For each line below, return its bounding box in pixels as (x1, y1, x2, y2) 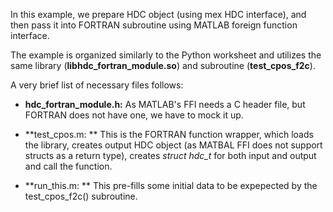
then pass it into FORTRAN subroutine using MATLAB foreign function (10, 19, 298, 31)
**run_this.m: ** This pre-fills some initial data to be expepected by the (24, 180, 318, 191)
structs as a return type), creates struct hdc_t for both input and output (24, 150, 317, 161)
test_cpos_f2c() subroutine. (24, 190, 138, 202)
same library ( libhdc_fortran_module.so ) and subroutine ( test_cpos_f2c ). (10, 60, 316, 71)
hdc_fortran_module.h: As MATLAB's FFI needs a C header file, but (24, 99, 306, 110)
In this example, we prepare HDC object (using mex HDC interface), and (10, 9, 307, 20)
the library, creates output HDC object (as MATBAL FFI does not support (24, 139, 323, 151)
